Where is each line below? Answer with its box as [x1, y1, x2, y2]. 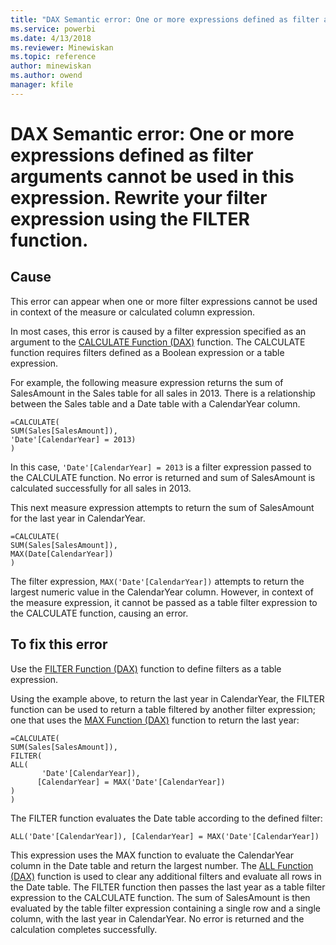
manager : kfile [10, 80, 74, 90]
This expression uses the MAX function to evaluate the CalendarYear [10, 849, 295, 861]
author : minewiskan [10, 61, 92, 71]
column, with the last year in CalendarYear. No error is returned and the [10, 912, 305, 925]
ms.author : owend [10, 71, 83, 81]
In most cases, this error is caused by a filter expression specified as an [10, 325, 307, 337]
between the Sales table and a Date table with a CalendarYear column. [10, 397, 301, 410]
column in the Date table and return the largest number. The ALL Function [10, 859, 314, 871]
